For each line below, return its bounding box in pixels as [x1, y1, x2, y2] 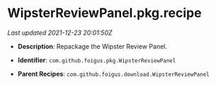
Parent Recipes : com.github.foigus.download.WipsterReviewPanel [17, 69, 210, 78]
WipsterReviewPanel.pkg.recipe [7, 5, 202, 21]
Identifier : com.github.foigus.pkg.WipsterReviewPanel [17, 55, 176, 64]
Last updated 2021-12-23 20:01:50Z [7, 28, 113, 37]
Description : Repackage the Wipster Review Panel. [17, 42, 168, 50]
